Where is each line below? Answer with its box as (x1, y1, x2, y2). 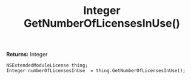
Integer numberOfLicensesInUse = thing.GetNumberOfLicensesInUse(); (6, 68, 186, 74)
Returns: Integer (6, 51, 48, 58)
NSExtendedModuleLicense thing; (6, 62, 88, 68)
